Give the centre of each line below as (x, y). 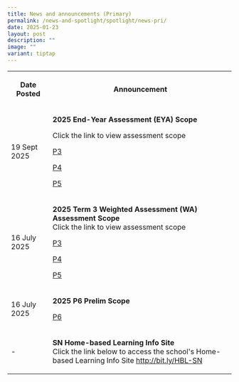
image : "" (22, 47)
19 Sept (24, 147)
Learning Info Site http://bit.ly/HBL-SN (139, 360)
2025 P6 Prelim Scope (91, 301)
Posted (28, 93)
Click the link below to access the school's (123, 351)
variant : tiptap (31, 54)
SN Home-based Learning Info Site (113, 342)
